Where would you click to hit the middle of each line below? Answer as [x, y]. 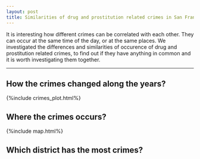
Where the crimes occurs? [57, 117]
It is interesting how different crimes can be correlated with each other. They [100, 34]
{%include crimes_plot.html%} [44, 98]
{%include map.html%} [35, 131]
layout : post [22, 12]
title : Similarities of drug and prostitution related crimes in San [94, 17]
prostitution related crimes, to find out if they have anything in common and [99, 53]
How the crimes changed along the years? [86, 84]
